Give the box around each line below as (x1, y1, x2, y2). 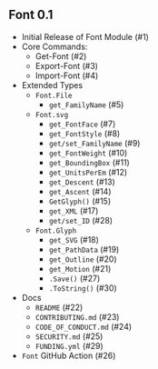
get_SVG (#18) (48, 234, 99, 244)
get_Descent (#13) (48, 176, 115, 187)
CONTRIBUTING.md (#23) (35, 311, 120, 322)
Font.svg (35, 110, 69, 119)
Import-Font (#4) (35, 70, 99, 81)
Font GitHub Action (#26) (21, 350, 116, 361)
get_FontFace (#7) (48, 118, 116, 129)
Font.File (35, 91, 74, 100)
